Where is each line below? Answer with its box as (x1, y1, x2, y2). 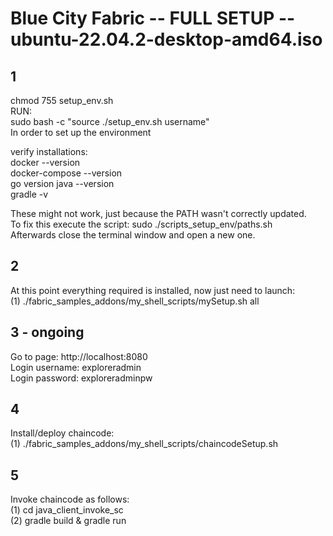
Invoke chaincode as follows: (10, 493, 130, 506)
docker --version (10, 157, 81, 168)
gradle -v (10, 188, 49, 200)
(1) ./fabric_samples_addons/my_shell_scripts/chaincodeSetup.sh (10, 438, 279, 450)
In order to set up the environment (10, 127, 152, 138)
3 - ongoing (10, 324, 85, 341)
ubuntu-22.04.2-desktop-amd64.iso (10, 28, 323, 51)
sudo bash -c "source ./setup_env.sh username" (10, 116, 210, 127)
